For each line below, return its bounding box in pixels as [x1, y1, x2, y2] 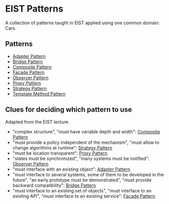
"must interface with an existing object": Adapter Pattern [12, 166, 131, 172]
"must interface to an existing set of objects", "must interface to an [12, 187, 152, 193]
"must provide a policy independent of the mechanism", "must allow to [12, 139, 160, 145]
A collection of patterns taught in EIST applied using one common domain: [5, 20, 160, 26]
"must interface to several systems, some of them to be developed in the [12, 171, 164, 177]
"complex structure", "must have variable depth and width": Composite [12, 128, 160, 134]
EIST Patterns [5, 3, 64, 15]
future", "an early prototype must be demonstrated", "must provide [12, 177, 152, 183]
